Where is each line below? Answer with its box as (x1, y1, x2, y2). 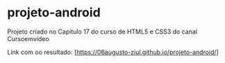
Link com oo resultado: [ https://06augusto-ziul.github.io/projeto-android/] (7, 48, 219, 56)
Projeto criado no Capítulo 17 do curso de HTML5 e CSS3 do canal (7, 27, 198, 36)
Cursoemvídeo (7, 34, 50, 42)
